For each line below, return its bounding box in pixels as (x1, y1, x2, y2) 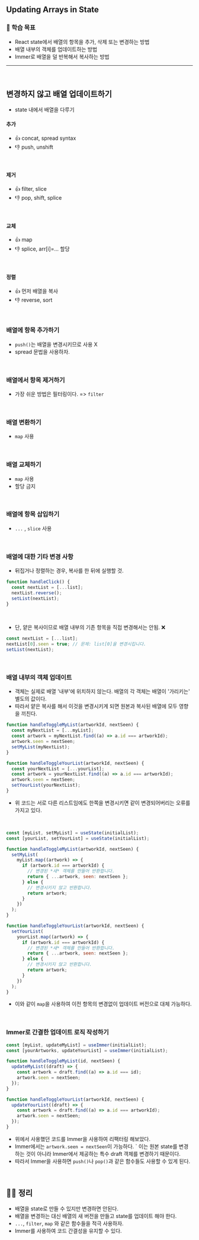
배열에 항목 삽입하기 (6, 510, 60, 518)
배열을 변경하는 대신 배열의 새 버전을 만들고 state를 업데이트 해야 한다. (14, 1212, 177, 1219)
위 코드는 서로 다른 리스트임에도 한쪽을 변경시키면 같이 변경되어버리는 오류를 (14, 799, 191, 806)
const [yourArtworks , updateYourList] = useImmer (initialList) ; (6, 1047, 168, 1053)
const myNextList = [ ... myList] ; (11, 728, 94, 733)
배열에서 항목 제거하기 (6, 376, 65, 384)
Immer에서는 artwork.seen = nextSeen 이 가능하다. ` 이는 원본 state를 (14, 1143, 178, 1150)
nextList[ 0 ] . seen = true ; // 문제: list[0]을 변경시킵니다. (6, 641, 146, 648)
